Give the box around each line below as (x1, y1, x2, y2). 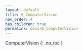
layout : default (5, 7, 39, 13)
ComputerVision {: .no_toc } (5, 40, 63, 46)
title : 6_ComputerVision (5, 12, 58, 17)
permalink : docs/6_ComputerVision (5, 26, 78, 31)
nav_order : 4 (5, 17, 33, 22)
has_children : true (5, 21, 47, 27)
